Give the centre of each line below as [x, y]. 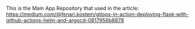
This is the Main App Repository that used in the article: [72, 8]
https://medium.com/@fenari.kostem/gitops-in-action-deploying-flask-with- [97, 14]
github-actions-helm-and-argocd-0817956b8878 [65, 20]
